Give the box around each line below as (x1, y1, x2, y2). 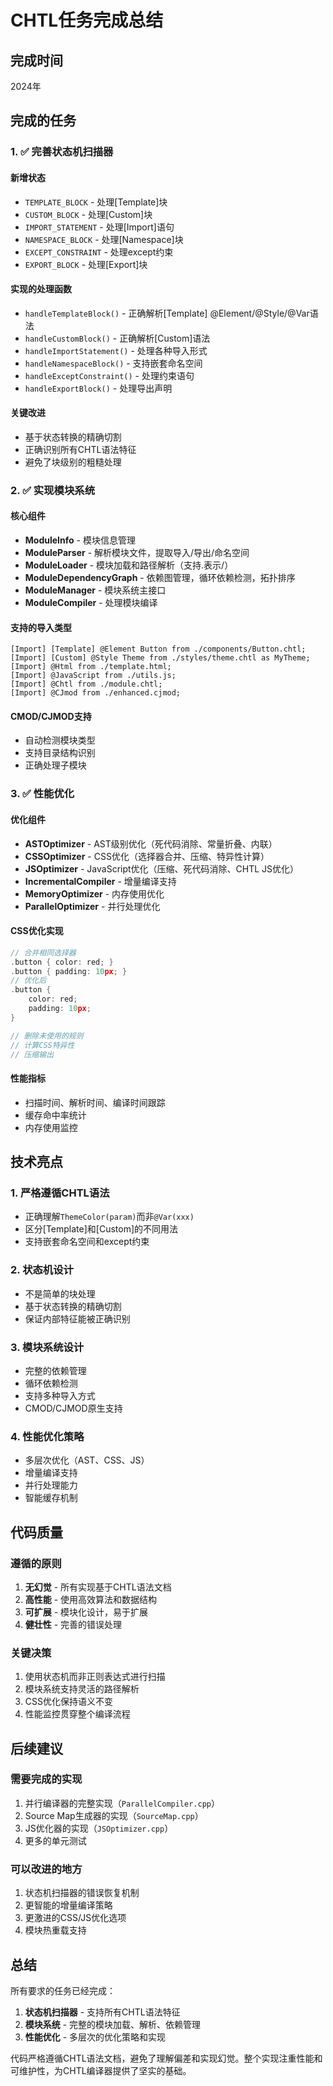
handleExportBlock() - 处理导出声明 (24, 382, 173, 394)
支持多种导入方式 (24, 1389, 96, 1401)
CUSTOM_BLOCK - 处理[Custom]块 (24, 208, 153, 220)
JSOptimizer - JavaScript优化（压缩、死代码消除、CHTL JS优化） (24, 862, 300, 875)
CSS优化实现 (10, 925, 64, 937)
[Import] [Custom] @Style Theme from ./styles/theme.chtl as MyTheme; (10, 653, 311, 663)
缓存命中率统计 (24, 1109, 87, 1121)
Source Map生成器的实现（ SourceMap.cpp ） (24, 1809, 204, 1821)
